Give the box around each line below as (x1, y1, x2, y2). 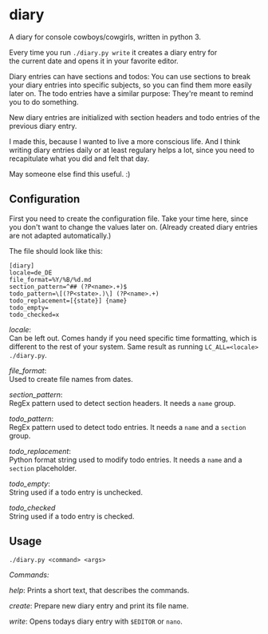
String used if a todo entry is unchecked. (9, 487, 143, 497)
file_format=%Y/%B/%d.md (9, 275, 92, 283)
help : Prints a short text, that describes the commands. (9, 585, 190, 595)
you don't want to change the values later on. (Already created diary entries (9, 222, 258, 231)
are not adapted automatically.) (9, 231, 112, 240)
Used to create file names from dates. (9, 374, 134, 383)
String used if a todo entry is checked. (9, 511, 135, 521)
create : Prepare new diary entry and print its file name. (9, 600, 189, 610)
